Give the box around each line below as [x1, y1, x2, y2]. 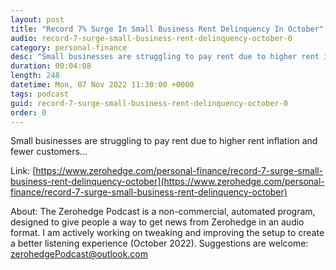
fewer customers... [10, 146, 88, 158]
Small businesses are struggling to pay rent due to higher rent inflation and [10, 135, 318, 147]
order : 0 [10, 107, 47, 118]
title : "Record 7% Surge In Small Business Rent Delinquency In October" [10, 24, 325, 34]
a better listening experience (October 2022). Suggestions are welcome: [10, 237, 309, 250]
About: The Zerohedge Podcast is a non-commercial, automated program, [10, 206, 316, 218]
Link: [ [10, 165, 37, 177]
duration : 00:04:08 [10, 61, 92, 71]
